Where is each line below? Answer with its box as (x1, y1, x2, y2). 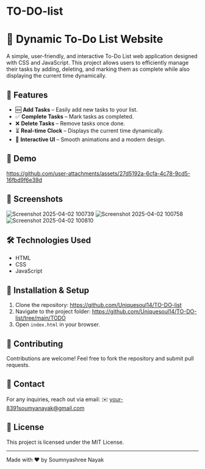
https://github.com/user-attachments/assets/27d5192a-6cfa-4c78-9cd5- (6, 169, 191, 177)
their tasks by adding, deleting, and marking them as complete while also (6, 65, 190, 73)
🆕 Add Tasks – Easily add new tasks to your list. (15, 106, 138, 113)
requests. (6, 361, 31, 368)
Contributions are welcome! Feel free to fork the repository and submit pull (6, 355, 194, 362)
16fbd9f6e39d (6, 176, 43, 183)
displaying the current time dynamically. (6, 72, 107, 79)
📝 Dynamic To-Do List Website (6, 32, 164, 46)
